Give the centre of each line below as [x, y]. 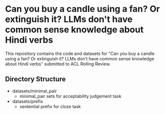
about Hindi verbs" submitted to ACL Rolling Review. [58, 64]
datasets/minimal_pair [35, 91]
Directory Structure [36, 79]
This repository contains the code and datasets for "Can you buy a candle [80, 53]
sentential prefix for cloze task [50, 106]
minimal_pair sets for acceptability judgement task [70, 96]
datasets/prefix [27, 101]
